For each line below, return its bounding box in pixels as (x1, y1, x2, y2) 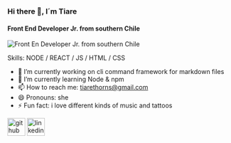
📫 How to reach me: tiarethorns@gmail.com (17, 83, 149, 92)
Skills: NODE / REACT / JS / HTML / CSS (7, 53, 126, 63)
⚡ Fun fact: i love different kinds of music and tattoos (17, 101, 173, 110)
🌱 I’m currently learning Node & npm (17, 75, 124, 84)
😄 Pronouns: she (17, 93, 69, 102)
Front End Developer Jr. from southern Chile (7, 24, 141, 33)
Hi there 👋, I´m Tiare (7, 6, 77, 16)
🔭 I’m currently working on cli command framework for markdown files (17, 68, 225, 76)
